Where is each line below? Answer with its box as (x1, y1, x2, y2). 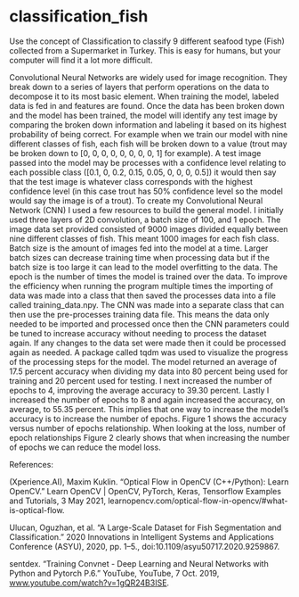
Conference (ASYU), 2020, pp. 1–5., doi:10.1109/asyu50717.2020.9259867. (9, 541, 280, 551)
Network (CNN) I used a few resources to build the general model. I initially (9, 204, 284, 215)
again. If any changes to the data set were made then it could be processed (9, 337, 287, 348)
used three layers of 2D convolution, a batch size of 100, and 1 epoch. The (9, 214, 281, 225)
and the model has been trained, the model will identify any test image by (9, 110, 279, 120)
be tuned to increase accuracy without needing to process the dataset (9, 328, 267, 338)
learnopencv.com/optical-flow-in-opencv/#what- (108, 495, 288, 506)
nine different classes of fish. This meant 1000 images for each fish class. (9, 233, 279, 244)
